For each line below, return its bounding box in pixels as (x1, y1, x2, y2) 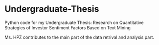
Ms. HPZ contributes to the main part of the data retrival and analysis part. (4, 34, 155, 40)
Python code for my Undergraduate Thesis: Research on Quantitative (4, 20, 144, 25)
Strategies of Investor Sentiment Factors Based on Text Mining (4, 24, 131, 30)
